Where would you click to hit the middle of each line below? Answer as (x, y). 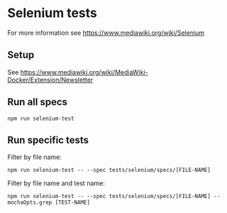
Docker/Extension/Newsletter (50, 80)
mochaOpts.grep (30, 203)
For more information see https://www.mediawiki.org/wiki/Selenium (106, 33)
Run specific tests (48, 140)
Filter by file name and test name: (56, 183)
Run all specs (38, 102)
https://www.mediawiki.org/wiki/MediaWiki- (84, 72)
